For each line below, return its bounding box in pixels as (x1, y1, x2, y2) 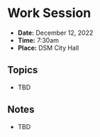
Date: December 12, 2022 (17, 28, 94, 37)
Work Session (7, 5, 91, 21)
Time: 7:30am (17, 35, 59, 44)
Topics (7, 64, 38, 76)
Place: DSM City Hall (17, 43, 79, 52)
